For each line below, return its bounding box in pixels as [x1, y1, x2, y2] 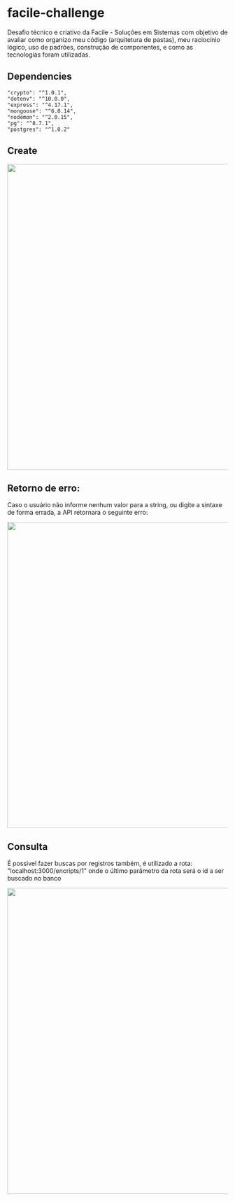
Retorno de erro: [7, 482, 80, 494]
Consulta [7, 841, 48, 853]
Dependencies [7, 71, 72, 83]
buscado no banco [7, 874, 62, 883]
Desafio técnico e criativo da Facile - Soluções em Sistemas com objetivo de [7, 28, 228, 36]
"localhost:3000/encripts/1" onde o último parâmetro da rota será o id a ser [7, 867, 225, 875]
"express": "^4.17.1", [7, 101, 73, 108]
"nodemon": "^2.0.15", [7, 113, 73, 120]
